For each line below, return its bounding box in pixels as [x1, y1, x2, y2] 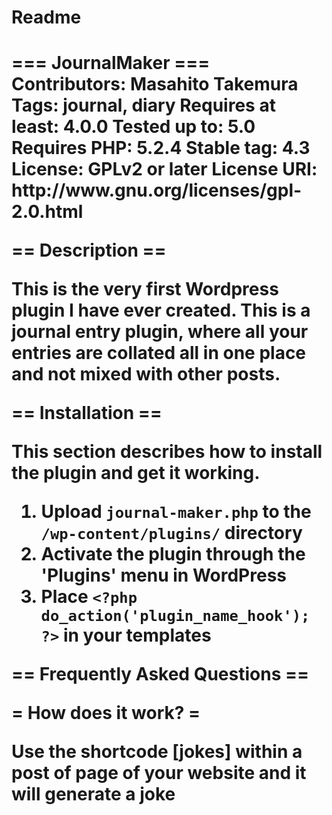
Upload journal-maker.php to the [40, 501, 312, 523]
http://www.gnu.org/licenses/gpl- [11, 179, 303, 202]
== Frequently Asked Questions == [11, 663, 309, 686]
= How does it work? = [11, 702, 201, 725]
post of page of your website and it [11, 762, 307, 785]
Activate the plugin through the [40, 543, 306, 566]
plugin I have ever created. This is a [11, 299, 311, 322]
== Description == [11, 239, 167, 262]
